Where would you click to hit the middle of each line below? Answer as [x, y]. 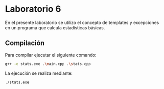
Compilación [25, 43]
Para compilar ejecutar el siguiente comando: [51, 55]
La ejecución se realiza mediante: [39, 73]
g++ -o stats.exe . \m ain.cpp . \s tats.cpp [48, 64]
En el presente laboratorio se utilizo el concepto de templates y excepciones [82, 22]
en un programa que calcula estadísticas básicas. [55, 27]
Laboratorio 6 [33, 9]
